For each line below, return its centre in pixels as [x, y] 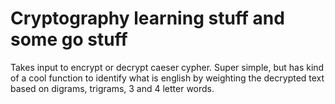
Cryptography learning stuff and [147, 18]
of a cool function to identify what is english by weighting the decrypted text [167, 78]
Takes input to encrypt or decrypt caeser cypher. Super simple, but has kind [167, 67]
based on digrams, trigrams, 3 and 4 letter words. [112, 88]
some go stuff [69, 39]
